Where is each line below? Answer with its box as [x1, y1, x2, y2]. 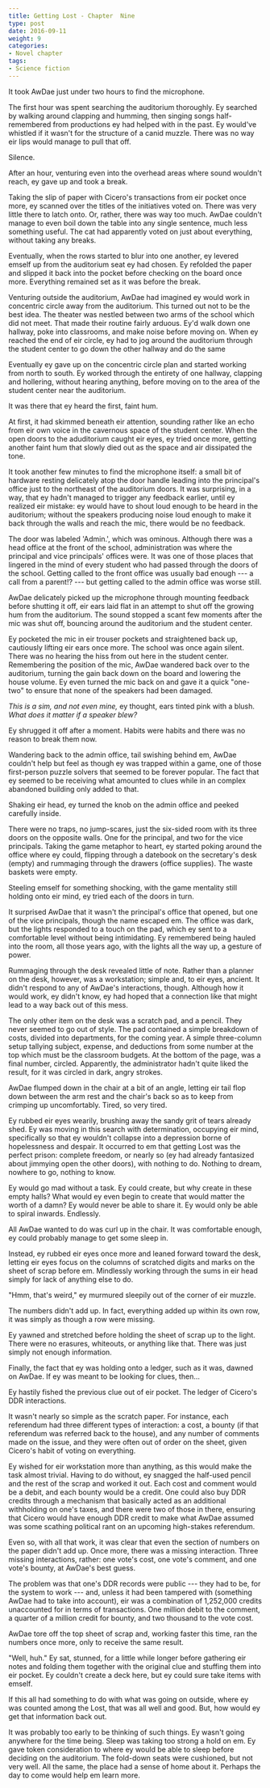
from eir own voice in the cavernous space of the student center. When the [8, 425, 258, 435]
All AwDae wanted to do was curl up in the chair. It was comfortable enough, [8, 1224, 262, 1234]
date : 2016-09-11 [8, 27, 67, 35]
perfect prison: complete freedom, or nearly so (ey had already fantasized [8, 1150, 255, 1160]
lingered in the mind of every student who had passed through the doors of [8, 560, 259, 569]
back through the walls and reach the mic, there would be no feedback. [8, 518, 246, 528]
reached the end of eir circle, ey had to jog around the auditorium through [8, 335, 253, 344]
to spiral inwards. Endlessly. [8, 1208, 101, 1218]
